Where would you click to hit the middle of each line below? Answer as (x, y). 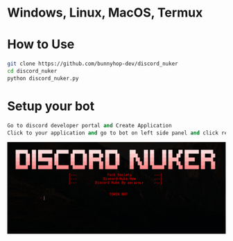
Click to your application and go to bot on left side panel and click (113, 133)
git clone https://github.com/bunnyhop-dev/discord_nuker (93, 64)
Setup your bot (51, 106)
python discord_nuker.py (43, 78)
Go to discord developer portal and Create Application (89, 125)
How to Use (41, 45)
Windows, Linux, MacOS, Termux (105, 13)
